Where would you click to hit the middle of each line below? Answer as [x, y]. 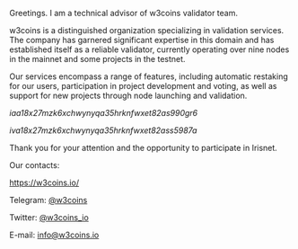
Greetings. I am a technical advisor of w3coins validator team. [123, 13]
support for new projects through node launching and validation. [128, 95]
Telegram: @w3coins [48, 200]
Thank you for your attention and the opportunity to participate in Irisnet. [144, 148]
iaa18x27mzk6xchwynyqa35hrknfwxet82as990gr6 [104, 113]
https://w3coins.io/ [44, 182]
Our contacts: [35, 165]
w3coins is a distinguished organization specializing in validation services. [147, 30]
